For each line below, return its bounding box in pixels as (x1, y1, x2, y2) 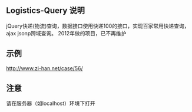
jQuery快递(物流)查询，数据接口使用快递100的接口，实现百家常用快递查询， (6, 22, 190, 29)
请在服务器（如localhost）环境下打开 (6, 100, 95, 107)
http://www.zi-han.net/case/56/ (6, 64, 84, 72)
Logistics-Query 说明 (6, 5, 85, 16)
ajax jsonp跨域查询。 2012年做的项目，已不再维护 (6, 29, 127, 37)
